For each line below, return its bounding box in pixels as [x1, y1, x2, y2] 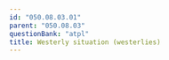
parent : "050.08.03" [9, 21, 86, 30]
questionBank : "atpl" [9, 29, 90, 38]
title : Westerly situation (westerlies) [9, 37, 162, 47]
